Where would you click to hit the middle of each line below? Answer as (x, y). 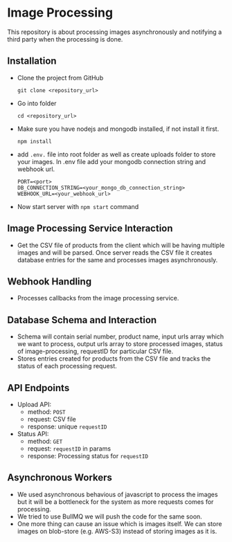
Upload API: (34, 404)
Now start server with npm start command (78, 206)
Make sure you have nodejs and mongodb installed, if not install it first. (118, 129)
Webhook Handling (50, 281)
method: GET (45, 441)
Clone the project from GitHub (60, 78)
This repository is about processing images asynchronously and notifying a (115, 32)
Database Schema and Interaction (82, 320)
